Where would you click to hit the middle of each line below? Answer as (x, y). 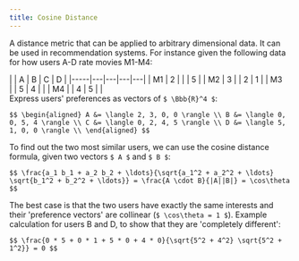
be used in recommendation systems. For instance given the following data (148, 52)
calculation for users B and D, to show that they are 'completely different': (145, 223)
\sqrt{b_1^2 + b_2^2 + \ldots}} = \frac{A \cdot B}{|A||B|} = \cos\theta (150, 181)
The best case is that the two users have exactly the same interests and (141, 205)
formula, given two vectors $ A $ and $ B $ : (90, 156)
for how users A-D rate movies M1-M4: (81, 62)
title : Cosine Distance (54, 17)
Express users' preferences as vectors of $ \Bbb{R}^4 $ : (113, 98)
